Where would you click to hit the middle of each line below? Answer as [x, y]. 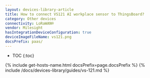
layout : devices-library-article [39, 10]
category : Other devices [31, 19]
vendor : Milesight [24, 28]
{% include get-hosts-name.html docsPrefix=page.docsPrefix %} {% [75, 65]
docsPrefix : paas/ [24, 42]
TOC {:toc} [23, 55]
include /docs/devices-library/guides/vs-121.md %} [57, 70]
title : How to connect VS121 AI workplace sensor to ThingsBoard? [75, 14]
